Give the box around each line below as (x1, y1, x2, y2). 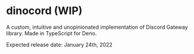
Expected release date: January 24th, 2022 (6, 41, 113, 48)
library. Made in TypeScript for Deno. (6, 29, 97, 36)
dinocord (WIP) (6, 4, 83, 18)
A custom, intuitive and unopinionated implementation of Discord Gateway (6, 23, 189, 31)
